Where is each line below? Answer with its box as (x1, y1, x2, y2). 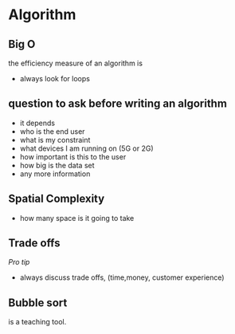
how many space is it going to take (19, 213, 135, 222)
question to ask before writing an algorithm (8, 97, 227, 111)
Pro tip (8, 257, 30, 267)
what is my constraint (19, 135, 91, 144)
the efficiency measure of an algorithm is (8, 58, 143, 68)
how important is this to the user (19, 151, 127, 161)
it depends (19, 118, 56, 128)
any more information (19, 169, 91, 179)
